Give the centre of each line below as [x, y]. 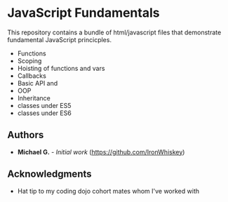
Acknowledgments [50, 174]
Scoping [29, 60]
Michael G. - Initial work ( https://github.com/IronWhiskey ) [101, 151]
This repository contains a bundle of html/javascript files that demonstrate [114, 32]
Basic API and [38, 83]
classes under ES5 [44, 105]
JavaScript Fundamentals [83, 13]
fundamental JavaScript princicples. [60, 39]
